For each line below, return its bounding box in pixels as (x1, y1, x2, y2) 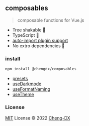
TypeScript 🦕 (12, 32, 39, 38)
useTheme (12, 91, 34, 97)
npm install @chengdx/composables (5, 67, 77, 72)
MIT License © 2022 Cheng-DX (5, 115, 71, 121)
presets (12, 75, 28, 81)
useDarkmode (12, 81, 42, 87)
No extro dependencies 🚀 (12, 42, 65, 49)
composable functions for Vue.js (17, 17, 85, 23)
